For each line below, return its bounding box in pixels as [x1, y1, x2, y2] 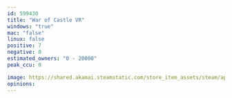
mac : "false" [7, 29, 45, 37]
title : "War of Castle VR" [7, 17, 85, 23]
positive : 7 [7, 42, 41, 49]
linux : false [7, 36, 45, 43]
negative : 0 [7, 49, 41, 56]
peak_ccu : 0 [7, 61, 41, 68]
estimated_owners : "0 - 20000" [7, 55, 97, 62]
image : [7, 74, 26, 81]
